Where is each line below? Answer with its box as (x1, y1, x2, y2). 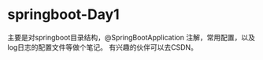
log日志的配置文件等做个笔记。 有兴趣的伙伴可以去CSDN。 (7, 42, 198, 52)
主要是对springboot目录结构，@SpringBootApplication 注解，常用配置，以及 (7, 32, 255, 42)
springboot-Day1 (7, 6, 120, 24)
